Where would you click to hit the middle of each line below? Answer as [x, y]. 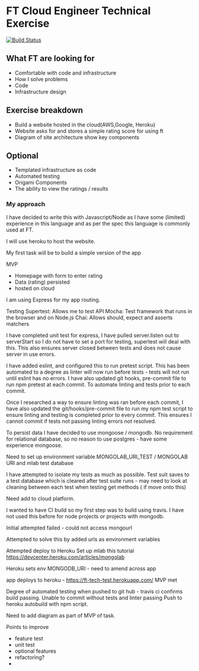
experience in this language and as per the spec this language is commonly [98, 223]
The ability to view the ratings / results [61, 189]
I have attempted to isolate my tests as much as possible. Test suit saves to [98, 474]
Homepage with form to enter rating [58, 275]
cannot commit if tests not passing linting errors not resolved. [81, 421]
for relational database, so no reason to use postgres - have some [86, 439]
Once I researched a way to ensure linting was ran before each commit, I [95, 402]
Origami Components [41, 182]
